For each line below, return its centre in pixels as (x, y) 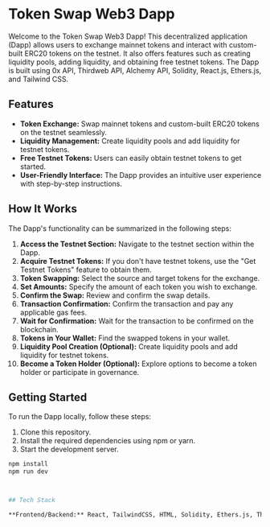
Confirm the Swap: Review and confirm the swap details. (115, 295)
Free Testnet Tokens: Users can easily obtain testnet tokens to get (131, 158)
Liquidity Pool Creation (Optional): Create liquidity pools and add (129, 346)
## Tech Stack (32, 500)
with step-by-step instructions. (71, 183)
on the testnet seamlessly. (63, 132)
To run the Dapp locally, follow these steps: (80, 417)
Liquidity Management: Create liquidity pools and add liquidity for (130, 141)
